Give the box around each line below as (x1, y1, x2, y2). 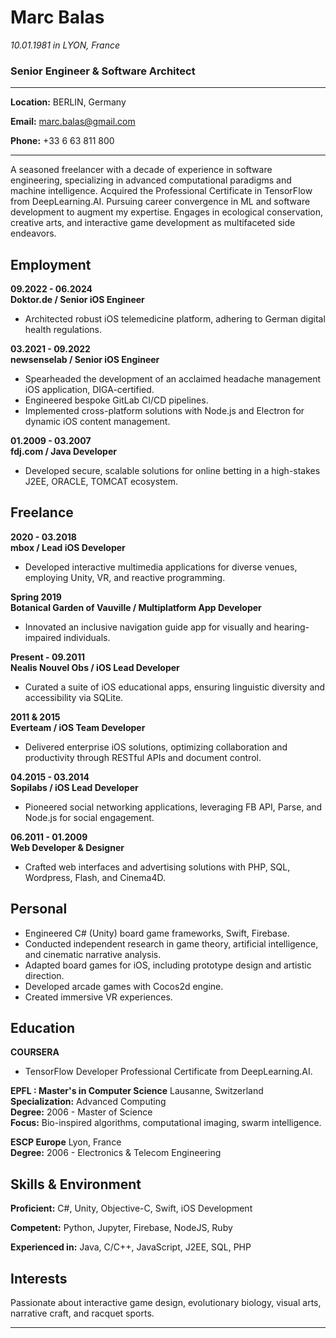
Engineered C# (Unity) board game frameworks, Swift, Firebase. (24, 927, 290, 939)
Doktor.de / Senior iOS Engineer (10, 294, 145, 306)
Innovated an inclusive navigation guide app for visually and (24, 621, 272, 633)
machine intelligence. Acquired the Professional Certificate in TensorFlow (10, 185, 313, 197)
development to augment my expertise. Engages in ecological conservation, (10, 206, 324, 218)
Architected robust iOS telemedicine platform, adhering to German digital (24, 313, 326, 325)
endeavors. (10, 227, 57, 240)
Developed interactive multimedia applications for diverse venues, (24, 561, 298, 573)
